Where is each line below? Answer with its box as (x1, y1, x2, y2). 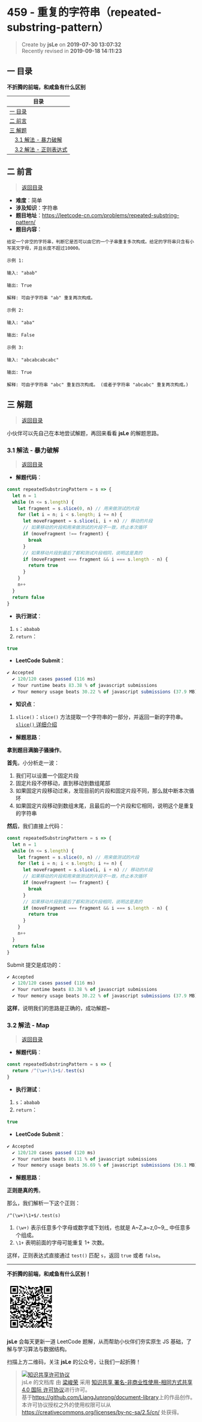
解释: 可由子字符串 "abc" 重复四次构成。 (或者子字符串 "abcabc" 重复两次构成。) (7, 382, 189, 388)
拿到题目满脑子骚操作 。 (7, 746, 65, 753)
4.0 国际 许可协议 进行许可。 (21, 1386, 91, 1394)
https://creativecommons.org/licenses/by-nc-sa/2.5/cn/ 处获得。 (21, 1409, 182, 1416)
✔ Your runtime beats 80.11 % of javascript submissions (12, 1156, 158, 1162)
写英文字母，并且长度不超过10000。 (7, 245, 83, 251)
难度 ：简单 (15, 196, 43, 203)
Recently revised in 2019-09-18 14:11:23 (21, 47, 122, 54)
